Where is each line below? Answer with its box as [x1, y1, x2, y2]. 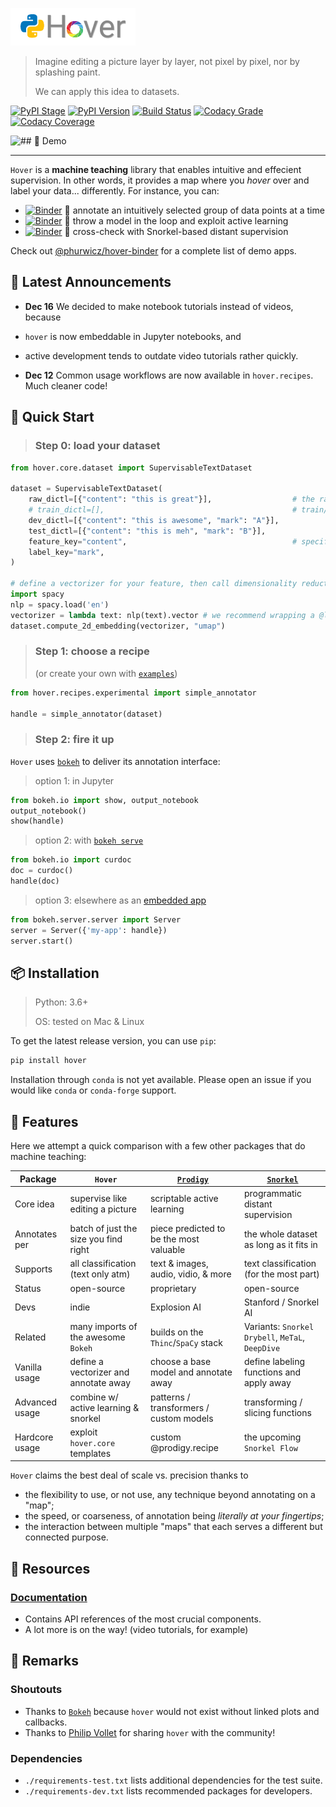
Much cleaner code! [24, 379, 108, 392]
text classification [243, 1258, 317, 1270]
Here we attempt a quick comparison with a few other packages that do [10, 1140, 306, 1152]
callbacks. [24, 1716, 68, 1728]
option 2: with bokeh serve [34, 834, 144, 847]
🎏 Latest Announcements [10, 274, 172, 291]
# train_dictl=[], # [28, 505, 298, 515]
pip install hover [10, 1056, 87, 1066]
